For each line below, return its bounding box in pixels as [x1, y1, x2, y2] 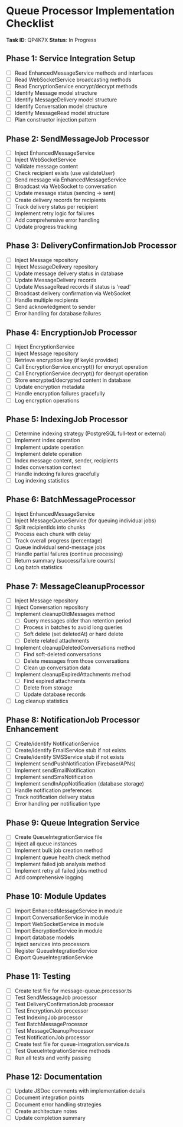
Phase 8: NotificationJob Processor [6, 715, 140, 725]
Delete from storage [23, 684, 73, 691]
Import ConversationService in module [14, 914, 109, 921]
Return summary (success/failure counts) [14, 557, 116, 564]
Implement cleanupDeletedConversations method [14, 644, 136, 651]
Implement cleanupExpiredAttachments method [14, 671, 131, 678]
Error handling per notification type [14, 800, 100, 807]
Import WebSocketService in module [14, 920, 104, 927]
